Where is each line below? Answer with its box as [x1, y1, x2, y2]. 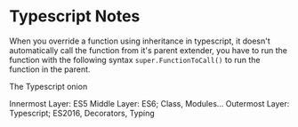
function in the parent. [9, 64, 91, 75]
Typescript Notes [9, 6, 141, 27]
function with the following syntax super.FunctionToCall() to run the [9, 54, 261, 65]
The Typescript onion [9, 81, 88, 91]
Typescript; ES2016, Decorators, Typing [9, 107, 156, 118]
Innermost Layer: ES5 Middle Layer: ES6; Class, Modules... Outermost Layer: [9, 98, 290, 108]
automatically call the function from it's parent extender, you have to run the [9, 44, 287, 55]
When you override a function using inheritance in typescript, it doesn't [9, 36, 271, 46]
